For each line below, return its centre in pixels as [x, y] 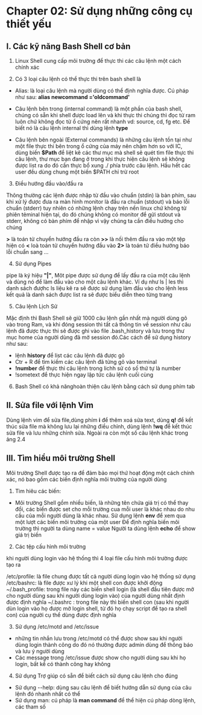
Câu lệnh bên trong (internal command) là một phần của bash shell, [99, 109]
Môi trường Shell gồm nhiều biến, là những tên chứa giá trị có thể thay [102, 502]
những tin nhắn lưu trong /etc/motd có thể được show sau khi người [99, 638]
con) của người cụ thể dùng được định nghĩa [61, 615]
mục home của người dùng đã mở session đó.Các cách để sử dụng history [99, 337]
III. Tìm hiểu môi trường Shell [61, 458]
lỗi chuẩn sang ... [27, 252]
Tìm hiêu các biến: [38, 491]
